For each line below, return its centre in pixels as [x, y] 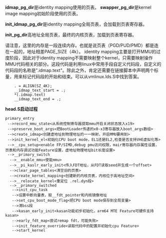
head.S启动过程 [21, 109]
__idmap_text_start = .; [40, 90]
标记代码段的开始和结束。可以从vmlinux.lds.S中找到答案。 [82, 77]
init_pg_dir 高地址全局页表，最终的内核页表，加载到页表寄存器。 [71, 35]
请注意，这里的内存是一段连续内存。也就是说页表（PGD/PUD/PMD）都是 [80, 45]
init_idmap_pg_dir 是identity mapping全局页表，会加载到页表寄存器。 [76, 24]
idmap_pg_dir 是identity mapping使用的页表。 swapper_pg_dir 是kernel [78, 7]
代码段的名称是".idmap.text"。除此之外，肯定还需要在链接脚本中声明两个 [80, 70]
